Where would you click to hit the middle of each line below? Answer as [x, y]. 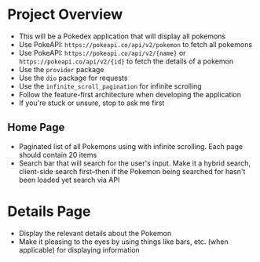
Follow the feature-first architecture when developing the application [130, 94]
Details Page [49, 211]
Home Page [36, 127]
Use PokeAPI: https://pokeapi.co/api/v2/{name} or [102, 53]
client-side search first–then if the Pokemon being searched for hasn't [132, 171]
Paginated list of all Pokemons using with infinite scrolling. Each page [131, 146]
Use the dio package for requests [73, 78]
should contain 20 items [58, 155]
